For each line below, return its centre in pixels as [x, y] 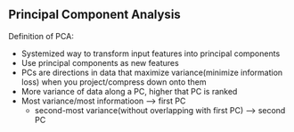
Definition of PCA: [41, 36]
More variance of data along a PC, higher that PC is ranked [129, 91]
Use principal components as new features [100, 62]
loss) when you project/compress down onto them [114, 82]
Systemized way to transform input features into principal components [151, 54]
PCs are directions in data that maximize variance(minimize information [152, 72]
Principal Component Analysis [95, 15]
